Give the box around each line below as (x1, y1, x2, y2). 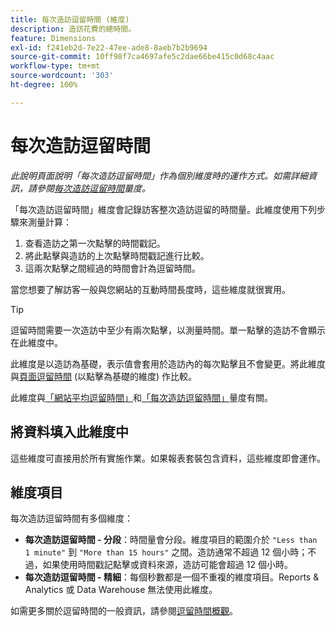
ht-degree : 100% (10, 80, 78, 90)
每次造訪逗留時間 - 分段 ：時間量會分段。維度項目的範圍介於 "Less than (24, 534, 318, 546)
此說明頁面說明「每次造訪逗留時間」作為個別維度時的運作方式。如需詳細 (10, 169, 308, 181)
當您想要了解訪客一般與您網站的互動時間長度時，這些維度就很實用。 (10, 283, 291, 295)
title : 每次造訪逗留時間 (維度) (10, 14, 130, 25)
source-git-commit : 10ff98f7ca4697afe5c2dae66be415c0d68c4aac (10, 52, 275, 62)
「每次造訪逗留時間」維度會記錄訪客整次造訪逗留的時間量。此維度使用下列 (10, 203, 317, 215)
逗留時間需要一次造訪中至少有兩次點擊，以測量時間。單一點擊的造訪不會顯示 (10, 324, 326, 336)
